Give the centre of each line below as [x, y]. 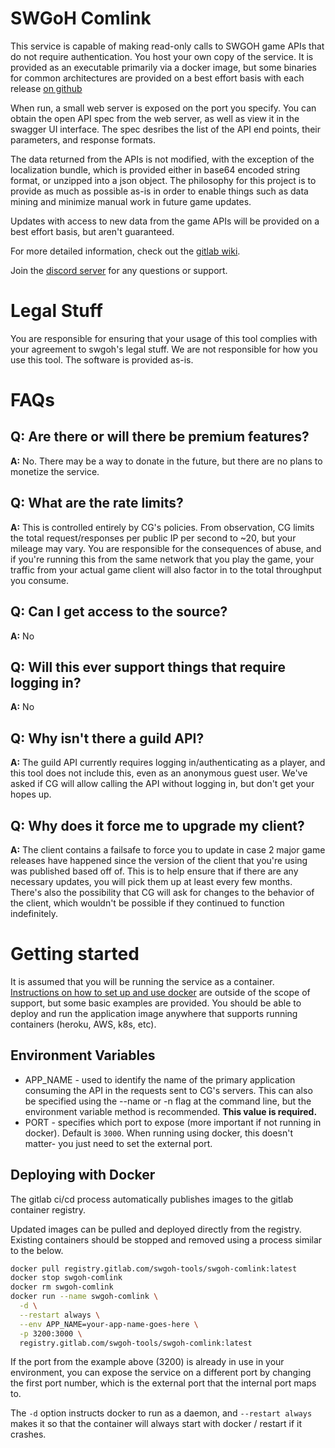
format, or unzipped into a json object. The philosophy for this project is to [163, 180]
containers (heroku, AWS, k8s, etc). [83, 1024]
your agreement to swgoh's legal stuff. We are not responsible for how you [164, 349]
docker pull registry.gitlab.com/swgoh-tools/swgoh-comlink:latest [154, 1268]
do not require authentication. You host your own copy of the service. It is [162, 56]
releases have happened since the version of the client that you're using [159, 860]
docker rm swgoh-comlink [62, 1287]
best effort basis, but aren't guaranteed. [92, 231]
